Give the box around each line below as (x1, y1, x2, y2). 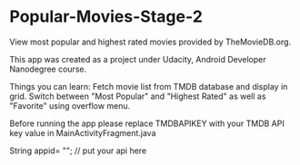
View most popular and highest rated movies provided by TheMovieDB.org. (9, 36, 292, 47)
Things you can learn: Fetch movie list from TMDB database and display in (9, 81, 288, 92)
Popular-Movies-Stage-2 (9, 6, 203, 27)
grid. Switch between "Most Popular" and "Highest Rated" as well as (9, 91, 266, 102)
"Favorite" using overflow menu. (9, 100, 131, 111)
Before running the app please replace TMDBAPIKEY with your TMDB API (9, 118, 285, 129)
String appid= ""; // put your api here (9, 145, 147, 156)
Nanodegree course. (9, 63, 87, 74)
